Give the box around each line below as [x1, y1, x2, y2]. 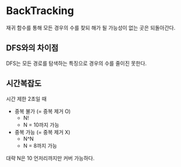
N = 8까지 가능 [23, 142, 57, 149]
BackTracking [6, 4, 74, 18]
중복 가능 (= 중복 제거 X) [14, 128, 71, 135]
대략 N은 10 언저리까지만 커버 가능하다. [6, 154, 95, 162]
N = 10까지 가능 [23, 121, 60, 128]
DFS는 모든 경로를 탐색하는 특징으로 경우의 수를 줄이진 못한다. [6, 60, 147, 67]
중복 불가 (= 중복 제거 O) [14, 107, 71, 115]
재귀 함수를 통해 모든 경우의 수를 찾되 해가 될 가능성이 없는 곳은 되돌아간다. [6, 24, 176, 31]
